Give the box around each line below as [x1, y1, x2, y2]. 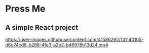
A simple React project [5, 23, 79, 32]
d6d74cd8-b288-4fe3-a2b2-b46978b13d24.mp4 [5, 42, 108, 48]
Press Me [5, 3, 46, 15]
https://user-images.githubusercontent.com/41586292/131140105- [5, 36, 144, 42]
